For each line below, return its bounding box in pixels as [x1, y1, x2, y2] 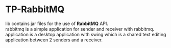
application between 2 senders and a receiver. [5, 37, 103, 43]
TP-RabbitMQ [5, 4, 65, 15]
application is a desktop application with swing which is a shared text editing [5, 31, 166, 37]
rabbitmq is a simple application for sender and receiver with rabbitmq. [5, 26, 155, 32]
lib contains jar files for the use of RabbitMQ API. [5, 20, 109, 27]
